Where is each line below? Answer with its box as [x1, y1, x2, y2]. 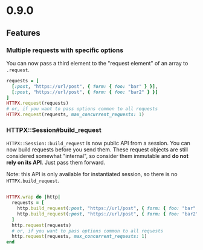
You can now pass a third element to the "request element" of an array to [6, 59, 188, 67]
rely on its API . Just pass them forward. [6, 159, 106, 166]
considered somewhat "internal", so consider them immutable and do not [6, 153, 189, 160]
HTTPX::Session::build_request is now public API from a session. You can [6, 140, 190, 147]
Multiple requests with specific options [6, 46, 124, 54]
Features [6, 28, 40, 38]
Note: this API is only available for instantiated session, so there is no [6, 171, 178, 178]
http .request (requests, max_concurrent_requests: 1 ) [11, 234, 147, 240]
